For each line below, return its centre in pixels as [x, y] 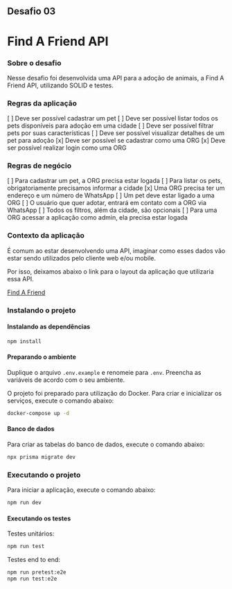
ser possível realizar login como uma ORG [67, 148]
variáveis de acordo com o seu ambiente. [66, 380]
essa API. [21, 279]
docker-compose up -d [38, 413]
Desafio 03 [32, 11]
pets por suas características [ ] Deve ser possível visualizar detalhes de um [116, 133]
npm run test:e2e [32, 579]
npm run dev [24, 503]
